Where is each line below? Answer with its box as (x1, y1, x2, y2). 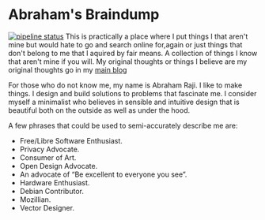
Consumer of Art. (19, 152, 77, 162)
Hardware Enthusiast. (19, 177, 90, 187)
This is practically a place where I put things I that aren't (65, 32, 248, 41)
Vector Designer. (19, 203, 75, 212)
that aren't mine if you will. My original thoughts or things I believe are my (8, 57, 248, 66)
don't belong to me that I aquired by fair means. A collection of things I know (8, 48, 258, 58)
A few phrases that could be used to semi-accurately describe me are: (8, 121, 238, 130)
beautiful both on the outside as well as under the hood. (8, 105, 191, 115)
